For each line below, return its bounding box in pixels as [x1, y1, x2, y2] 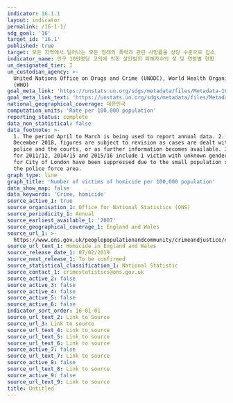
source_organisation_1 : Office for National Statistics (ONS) [7, 204, 191, 211]
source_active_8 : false [7, 359, 76, 366]
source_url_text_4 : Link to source [7, 327, 110, 334]
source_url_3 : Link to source [7, 320, 95, 327]
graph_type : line [7, 172, 58, 179]
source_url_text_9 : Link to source [7, 378, 110, 386]
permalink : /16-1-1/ [7, 23, 67, 30]
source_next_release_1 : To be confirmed [7, 256, 126, 263]
